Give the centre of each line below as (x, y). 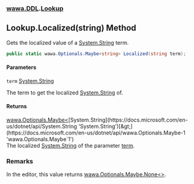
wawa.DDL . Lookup (35, 8)
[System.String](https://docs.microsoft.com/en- (128, 120)
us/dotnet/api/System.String (42, 126)
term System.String (30, 80)
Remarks (20, 161)
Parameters (21, 67)
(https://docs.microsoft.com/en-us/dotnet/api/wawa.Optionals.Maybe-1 (96, 133)
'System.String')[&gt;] (105, 126)
